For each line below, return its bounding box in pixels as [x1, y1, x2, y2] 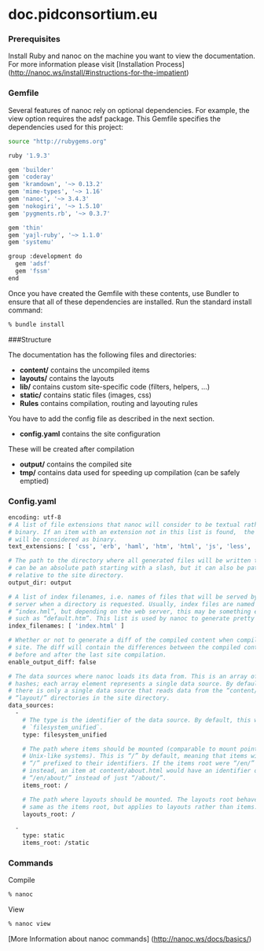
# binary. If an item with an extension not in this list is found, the [8, 528, 255, 536]
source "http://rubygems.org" [8, 137, 108, 145]
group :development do [8, 253, 82, 261]
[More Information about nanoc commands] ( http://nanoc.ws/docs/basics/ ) [8, 935, 252, 944]
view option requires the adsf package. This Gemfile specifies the [8, 114, 222, 123]
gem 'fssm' [15, 267, 51, 276]
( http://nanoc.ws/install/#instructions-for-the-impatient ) [8, 68, 189, 78]
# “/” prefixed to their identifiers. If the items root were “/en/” [22, 759, 255, 767]
